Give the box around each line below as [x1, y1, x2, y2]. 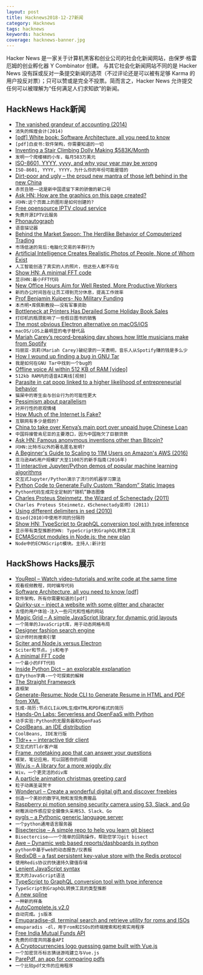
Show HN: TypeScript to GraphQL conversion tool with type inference [15, 520, 189, 528]
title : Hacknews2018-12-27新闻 [6, 15, 84, 21]
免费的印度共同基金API [15, 937, 65, 943]
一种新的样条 [15, 898, 43, 904]
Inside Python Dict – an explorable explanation [15, 665, 131, 672]
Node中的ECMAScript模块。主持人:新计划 [15, 540, 106, 546]
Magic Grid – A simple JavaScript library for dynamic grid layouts [15, 614, 178, 621]
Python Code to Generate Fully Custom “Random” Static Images [15, 481, 175, 489]
